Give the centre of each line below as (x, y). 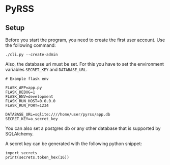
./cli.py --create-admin (32, 54)
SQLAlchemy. (20, 134)
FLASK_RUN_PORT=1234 (27, 105)
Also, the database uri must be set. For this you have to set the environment (84, 64)
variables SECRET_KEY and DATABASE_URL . (46, 70)
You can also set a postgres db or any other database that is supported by (83, 128)
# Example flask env (27, 79)
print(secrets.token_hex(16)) (37, 157)
